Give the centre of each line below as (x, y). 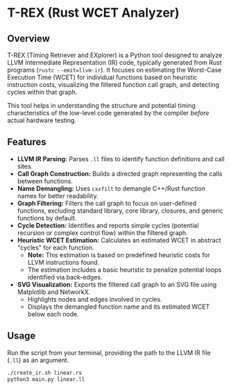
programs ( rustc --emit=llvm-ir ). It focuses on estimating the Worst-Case (114, 70)
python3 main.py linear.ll (46, 379)
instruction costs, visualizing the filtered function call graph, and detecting (113, 84)
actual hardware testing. (42, 120)
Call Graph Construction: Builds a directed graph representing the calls (120, 173)
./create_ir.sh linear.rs (44, 373)
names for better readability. (58, 195)
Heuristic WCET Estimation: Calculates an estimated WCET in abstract (119, 240)
